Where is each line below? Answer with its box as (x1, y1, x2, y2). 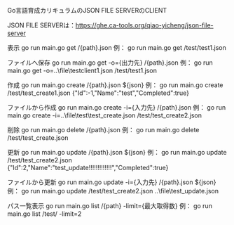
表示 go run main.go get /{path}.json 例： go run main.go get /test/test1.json (7, 44, 226, 51)
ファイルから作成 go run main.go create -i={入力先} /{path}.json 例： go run (7, 103, 226, 111)
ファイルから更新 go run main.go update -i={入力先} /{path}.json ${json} (7, 178, 216, 186)
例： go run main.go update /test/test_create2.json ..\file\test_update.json (7, 187, 219, 195)
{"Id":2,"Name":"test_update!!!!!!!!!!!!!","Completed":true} (7, 164, 169, 172)
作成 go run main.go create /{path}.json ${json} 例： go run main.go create (7, 81, 223, 89)
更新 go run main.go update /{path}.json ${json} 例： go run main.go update (7, 148, 227, 156)
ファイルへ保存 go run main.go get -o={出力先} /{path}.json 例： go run (7, 58, 214, 67)
